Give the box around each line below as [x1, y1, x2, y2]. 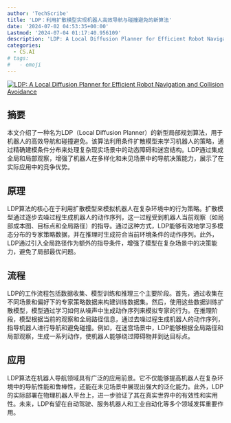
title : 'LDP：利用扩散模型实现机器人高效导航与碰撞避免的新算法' [7, 17, 173, 23]
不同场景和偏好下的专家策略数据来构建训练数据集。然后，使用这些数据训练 [7, 298, 218, 306]
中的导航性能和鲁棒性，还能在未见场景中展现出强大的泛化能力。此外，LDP [12, 382, 223, 391]
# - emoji [7, 61, 41, 68]
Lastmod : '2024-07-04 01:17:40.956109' [7, 29, 122, 36]
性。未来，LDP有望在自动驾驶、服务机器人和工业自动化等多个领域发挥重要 [7, 400, 218, 408]
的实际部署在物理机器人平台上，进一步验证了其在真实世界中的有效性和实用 [7, 391, 218, 399]
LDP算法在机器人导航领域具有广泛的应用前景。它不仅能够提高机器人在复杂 [7, 373, 218, 382]
